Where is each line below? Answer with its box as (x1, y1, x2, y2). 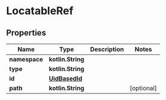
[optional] (130, 84, 158, 92)
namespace (9, 55, 43, 63)
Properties (6, 28, 46, 38)
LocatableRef (6, 4, 74, 18)
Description (90, 46, 124, 53)
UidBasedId (48, 75, 82, 82)
